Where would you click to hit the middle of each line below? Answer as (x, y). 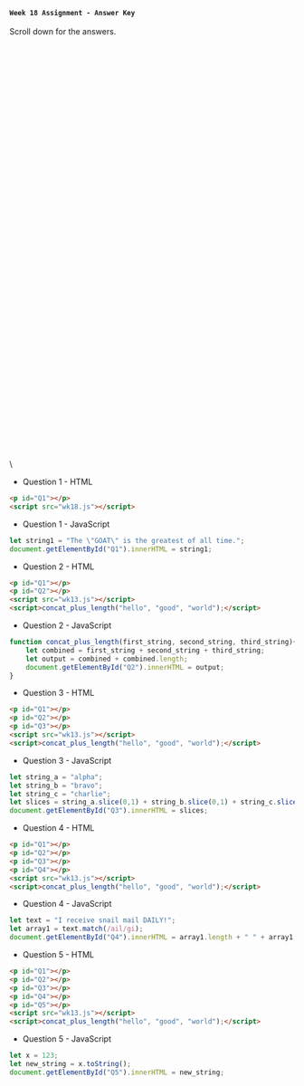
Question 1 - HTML (57, 481)
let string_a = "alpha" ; (56, 777)
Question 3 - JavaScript (67, 760)
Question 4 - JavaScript (67, 904)
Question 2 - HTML (58, 567)
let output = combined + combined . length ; (107, 659)
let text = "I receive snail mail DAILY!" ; (93, 920)
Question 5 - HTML (58, 954)
